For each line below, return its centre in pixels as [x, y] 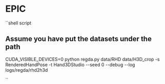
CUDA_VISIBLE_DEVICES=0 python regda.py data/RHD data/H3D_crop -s [82, 59]
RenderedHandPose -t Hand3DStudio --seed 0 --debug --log [70, 65]
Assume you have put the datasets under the [79, 39]
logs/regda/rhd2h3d [27, 70]
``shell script [18, 23]
